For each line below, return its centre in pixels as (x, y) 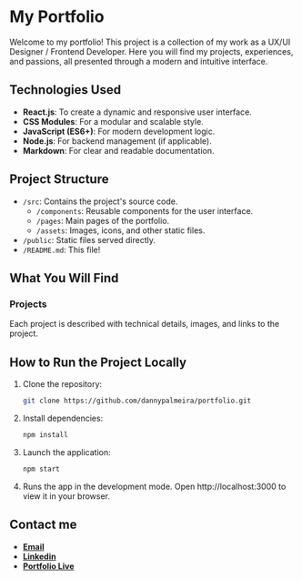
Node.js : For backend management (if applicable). (117, 141)
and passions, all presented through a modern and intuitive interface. (139, 61)
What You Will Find (64, 278)
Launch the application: (66, 452)
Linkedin (39, 556)
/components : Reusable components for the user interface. (145, 210)
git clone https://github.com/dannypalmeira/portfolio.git (137, 401)
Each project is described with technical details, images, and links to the (145, 324)
